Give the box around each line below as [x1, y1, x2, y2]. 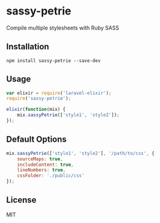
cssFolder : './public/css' [17, 173, 85, 179]
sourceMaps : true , [17, 155, 63, 162]
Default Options [6, 134, 67, 145]
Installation [6, 42, 49, 52]
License [6, 195, 37, 206]
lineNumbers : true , [17, 167, 66, 173]
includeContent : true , [17, 162, 74, 168]
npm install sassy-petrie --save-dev [6, 57, 101, 64]
